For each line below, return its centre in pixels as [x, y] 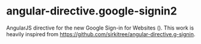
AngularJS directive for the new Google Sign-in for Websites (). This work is [100, 28]
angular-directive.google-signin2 [92, 11]
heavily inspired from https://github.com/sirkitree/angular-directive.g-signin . [101, 34]
